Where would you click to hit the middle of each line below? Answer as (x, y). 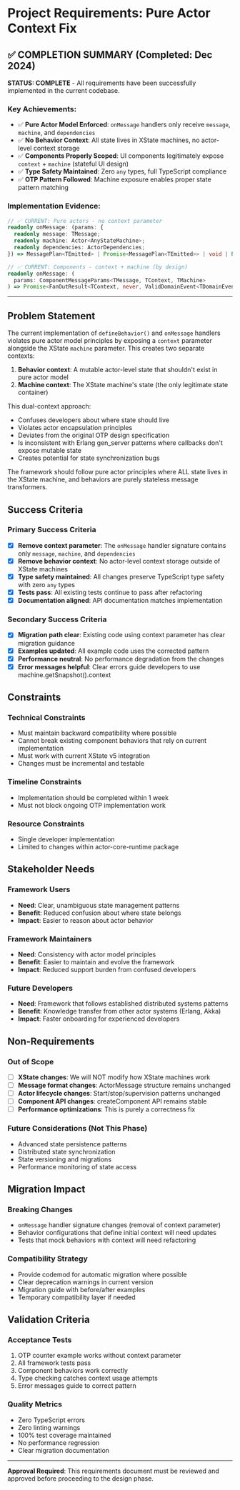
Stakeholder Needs (51, 869)
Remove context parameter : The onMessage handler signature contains (122, 545)
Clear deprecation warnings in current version (85, 1282)
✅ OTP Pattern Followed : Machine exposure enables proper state (115, 179)
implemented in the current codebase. (64, 90)
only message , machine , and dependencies (76, 553)
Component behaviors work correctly (73, 1371)
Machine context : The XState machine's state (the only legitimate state (123, 385)
